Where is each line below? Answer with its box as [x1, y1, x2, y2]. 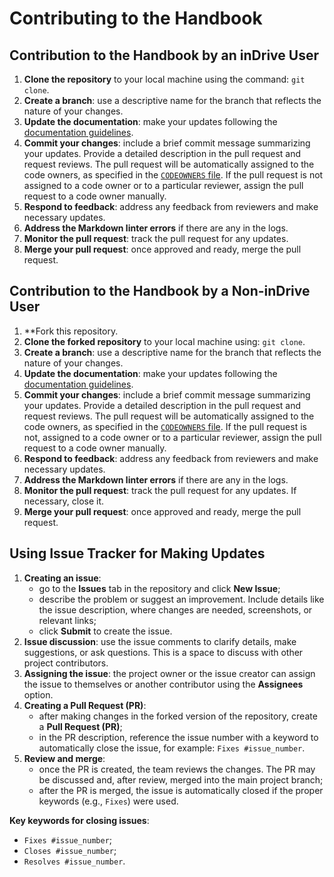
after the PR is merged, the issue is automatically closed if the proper [38, 784, 324, 796]
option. [23, 688, 54, 701]
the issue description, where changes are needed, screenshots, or [38, 603, 313, 616]
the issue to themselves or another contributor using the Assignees [23, 678, 304, 690]
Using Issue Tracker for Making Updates [9, 545, 266, 562]
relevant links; [38, 614, 97, 626]
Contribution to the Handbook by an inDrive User [9, 47, 319, 64]
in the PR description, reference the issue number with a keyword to [38, 731, 319, 743]
